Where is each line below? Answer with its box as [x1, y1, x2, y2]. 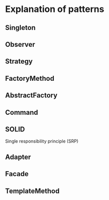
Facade [5, 170, 29, 178]
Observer [5, 40, 35, 48]
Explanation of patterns [5, 3, 105, 15]
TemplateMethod [5, 187, 60, 195]
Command [5, 108, 38, 117]
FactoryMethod [5, 74, 55, 83]
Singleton [5, 23, 36, 32]
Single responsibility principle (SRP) [5, 138, 79, 144]
